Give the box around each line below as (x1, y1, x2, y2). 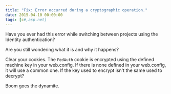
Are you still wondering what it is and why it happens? (5, 47, 119, 53)
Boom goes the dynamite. (5, 83, 60, 89)
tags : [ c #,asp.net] (5, 17, 47, 22)
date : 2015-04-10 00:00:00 (5, 12, 63, 17)
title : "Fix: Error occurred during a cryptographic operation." (5, 7, 147, 13)
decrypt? (5, 73, 25, 79)
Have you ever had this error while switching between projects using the (5, 31, 158, 37)
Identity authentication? (5, 36, 55, 43)
